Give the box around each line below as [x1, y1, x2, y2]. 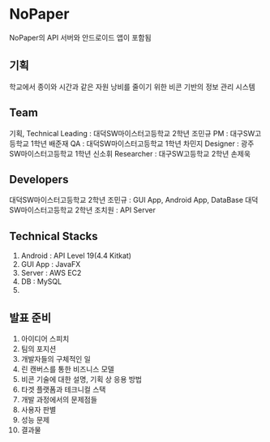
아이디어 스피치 [20, 334, 70, 343]
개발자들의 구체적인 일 [20, 354, 92, 363]
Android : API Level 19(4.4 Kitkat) [20, 251, 132, 260]
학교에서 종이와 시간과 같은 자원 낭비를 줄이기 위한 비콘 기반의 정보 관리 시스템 [9, 82, 256, 92]
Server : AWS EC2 [20, 268, 82, 278]
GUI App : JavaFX [20, 260, 81, 269]
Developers [9, 172, 69, 187]
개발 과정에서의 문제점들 [20, 395, 98, 404]
